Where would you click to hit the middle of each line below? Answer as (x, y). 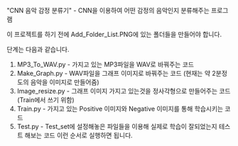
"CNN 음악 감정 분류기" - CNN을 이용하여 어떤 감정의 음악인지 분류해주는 (108, 10)
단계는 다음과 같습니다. (38, 49)
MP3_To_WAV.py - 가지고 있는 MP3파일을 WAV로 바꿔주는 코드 (106, 64)
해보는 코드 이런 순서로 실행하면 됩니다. (79, 135)
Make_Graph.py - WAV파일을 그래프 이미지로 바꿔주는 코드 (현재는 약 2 (116, 73)
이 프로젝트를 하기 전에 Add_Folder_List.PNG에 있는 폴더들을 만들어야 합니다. (114, 34)
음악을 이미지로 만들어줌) (65, 82)
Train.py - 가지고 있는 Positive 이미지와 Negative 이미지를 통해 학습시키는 (120, 109)
